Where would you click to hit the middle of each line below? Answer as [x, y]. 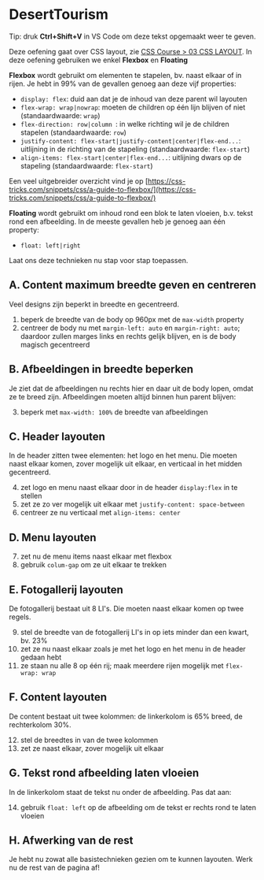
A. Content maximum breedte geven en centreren [133, 285]
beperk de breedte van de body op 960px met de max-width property [132, 319]
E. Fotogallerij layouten [66, 590]
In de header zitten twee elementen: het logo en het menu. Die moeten [123, 455]
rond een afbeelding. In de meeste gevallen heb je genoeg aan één [117, 221]
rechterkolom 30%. [40, 724]
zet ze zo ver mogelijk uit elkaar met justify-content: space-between [132, 504]
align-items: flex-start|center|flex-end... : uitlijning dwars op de [131, 157]
